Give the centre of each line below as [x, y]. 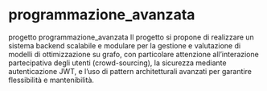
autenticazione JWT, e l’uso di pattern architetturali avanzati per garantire [130, 71]
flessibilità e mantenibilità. [51, 80]
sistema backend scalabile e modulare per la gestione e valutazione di [125, 45]
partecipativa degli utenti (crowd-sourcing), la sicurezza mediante [117, 63]
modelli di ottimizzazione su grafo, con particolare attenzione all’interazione [133, 54]
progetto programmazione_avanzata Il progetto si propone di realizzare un [131, 37]
